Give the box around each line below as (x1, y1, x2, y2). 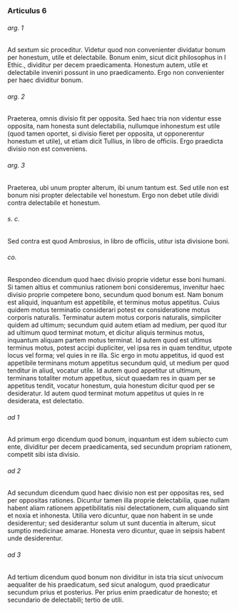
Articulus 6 (7, 6, 47, 16)
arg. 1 (7, 24, 24, 32)
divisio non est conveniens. (7, 145, 88, 153)
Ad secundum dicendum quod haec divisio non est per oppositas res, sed (7, 488, 225, 498)
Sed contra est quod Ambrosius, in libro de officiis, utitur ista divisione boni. (7, 236, 230, 245)
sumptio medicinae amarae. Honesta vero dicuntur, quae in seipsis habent (7, 527, 225, 535)
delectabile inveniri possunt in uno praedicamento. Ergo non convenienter (7, 69, 225, 77)
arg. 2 (7, 92, 25, 101)
